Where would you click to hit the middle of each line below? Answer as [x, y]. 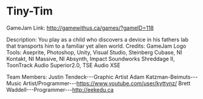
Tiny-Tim [29, 11]
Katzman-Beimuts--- [172, 77]
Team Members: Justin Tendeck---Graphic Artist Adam [75, 77]
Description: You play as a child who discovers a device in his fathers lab [98, 39]
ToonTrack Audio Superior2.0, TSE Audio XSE [63, 65]
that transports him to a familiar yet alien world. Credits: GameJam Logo [96, 46]
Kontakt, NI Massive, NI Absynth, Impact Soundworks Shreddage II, [91, 59]
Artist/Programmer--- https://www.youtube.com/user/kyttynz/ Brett [107, 83]
